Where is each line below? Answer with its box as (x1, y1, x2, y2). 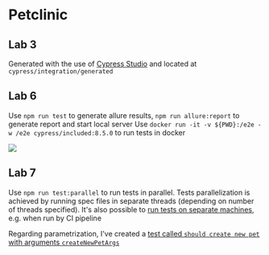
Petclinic (8, 6, 68, 24)
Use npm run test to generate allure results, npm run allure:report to (8, 110, 240, 120)
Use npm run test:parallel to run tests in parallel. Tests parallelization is (8, 187, 250, 197)
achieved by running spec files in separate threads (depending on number (8, 195, 255, 206)
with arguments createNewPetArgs (8, 237, 120, 247)
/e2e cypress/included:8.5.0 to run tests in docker (15, 127, 186, 138)
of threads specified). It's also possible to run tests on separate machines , (8, 204, 255, 214)
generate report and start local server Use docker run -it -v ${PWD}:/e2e (8, 119, 255, 129)
